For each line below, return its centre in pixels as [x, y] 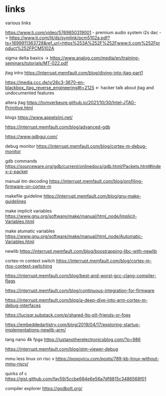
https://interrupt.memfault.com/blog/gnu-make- [92, 196]
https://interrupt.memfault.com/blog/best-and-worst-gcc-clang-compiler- [81, 276]
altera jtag [15, 102]
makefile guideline [24, 196]
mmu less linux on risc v [30, 358]
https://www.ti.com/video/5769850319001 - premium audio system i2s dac [82, 32]
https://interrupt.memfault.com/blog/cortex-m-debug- [92, 146]
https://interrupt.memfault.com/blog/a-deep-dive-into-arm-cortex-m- [76, 300]
